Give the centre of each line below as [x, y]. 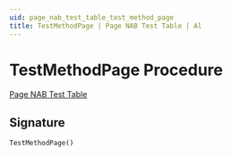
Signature [37, 123]
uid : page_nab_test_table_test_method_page [92, 17]
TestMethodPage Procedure [116, 70]
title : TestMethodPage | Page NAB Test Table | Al [106, 26]
